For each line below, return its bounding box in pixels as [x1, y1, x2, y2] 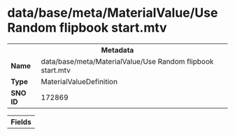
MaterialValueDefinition [41, 76, 117, 86]
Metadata [101, 45, 134, 55]
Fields [10, 117, 31, 127]
